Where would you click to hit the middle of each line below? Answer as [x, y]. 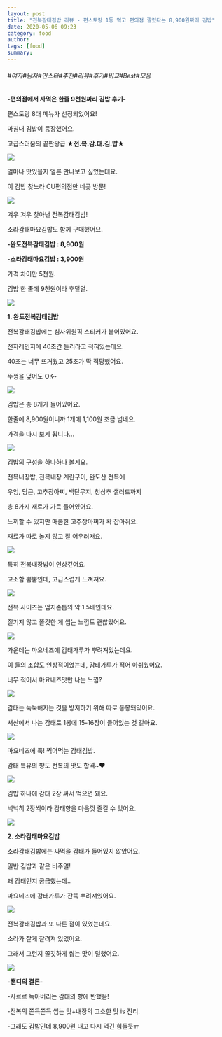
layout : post [26, 14]
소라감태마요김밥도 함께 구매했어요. [55, 230]
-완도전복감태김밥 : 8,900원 [46, 244]
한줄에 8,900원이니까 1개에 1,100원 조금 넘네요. [72, 419]
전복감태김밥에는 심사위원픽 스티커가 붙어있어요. [73, 332]
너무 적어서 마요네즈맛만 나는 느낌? [55, 680]
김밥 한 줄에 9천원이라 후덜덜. [48, 289]
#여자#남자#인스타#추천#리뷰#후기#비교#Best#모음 [79, 76]
